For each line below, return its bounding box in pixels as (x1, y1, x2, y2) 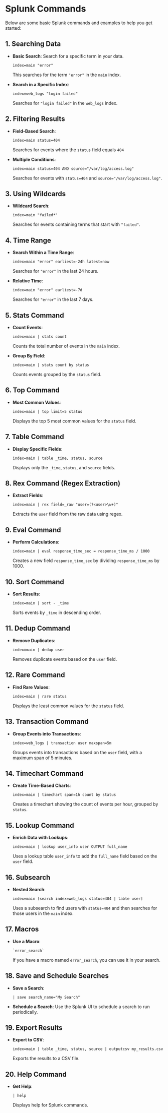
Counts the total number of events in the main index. (12, 343, 120, 349)
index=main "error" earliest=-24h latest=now (12, 259, 109, 265)
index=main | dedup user (12, 647, 65, 652)
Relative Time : (12, 278, 44, 284)
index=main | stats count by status (12, 362, 89, 367)
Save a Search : (12, 985, 45, 991)
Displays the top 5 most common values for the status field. (12, 418, 136, 424)
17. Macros (5, 925, 39, 934)
